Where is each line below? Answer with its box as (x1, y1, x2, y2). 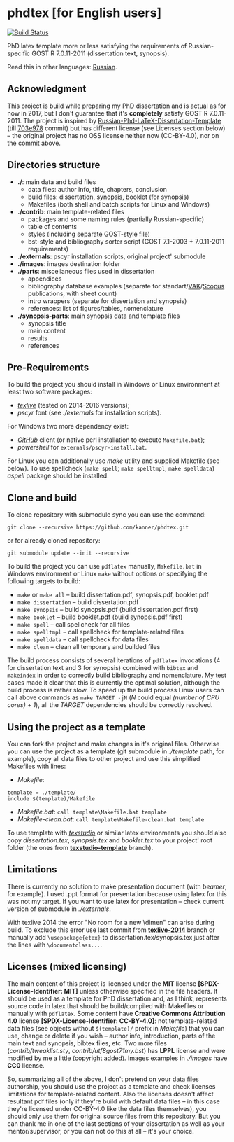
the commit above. (7, 139, 61, 147)
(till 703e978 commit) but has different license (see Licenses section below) (7, 124, 226, 132)
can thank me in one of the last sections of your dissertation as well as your (7, 1119, 225, 1128)
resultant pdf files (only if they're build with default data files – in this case (7, 1097, 220, 1106)
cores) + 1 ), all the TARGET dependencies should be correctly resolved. (7, 701, 213, 709)
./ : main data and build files (17, 177, 96, 186)
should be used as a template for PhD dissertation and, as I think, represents (7, 994, 227, 1003)
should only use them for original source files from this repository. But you (7, 1112, 221, 1120)
